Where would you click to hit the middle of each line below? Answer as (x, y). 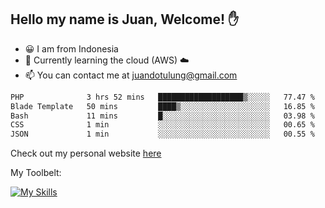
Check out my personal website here (86, 153)
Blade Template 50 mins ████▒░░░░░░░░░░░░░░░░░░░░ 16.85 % (162, 106)
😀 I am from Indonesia (71, 48)
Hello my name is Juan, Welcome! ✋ (125, 19)
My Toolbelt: (36, 173)
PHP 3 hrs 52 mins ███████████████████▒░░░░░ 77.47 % (162, 97)
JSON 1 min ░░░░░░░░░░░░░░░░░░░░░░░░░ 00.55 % (162, 134)
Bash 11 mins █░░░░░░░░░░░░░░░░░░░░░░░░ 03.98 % (162, 116)
